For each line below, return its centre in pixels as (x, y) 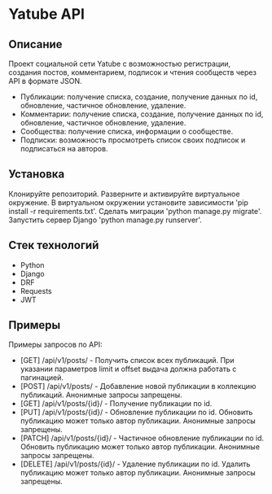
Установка (37, 175)
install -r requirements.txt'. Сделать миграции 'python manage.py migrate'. (135, 211)
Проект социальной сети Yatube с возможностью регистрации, (120, 63)
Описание (35, 44)
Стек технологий (54, 245)
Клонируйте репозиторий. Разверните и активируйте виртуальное (124, 194)
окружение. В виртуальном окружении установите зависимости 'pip (128, 202)
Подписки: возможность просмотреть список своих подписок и (133, 140)
